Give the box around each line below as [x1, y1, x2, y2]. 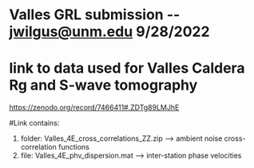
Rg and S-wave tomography [9, 76, 198, 94]
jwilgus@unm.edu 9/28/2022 [9, 22, 210, 41]
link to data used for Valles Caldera [9, 59, 246, 78]
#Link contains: [9, 118, 60, 128]
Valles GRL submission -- [9, 6, 181, 24]
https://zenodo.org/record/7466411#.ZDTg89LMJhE [9, 102, 180, 113]
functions [58, 142, 90, 152]
